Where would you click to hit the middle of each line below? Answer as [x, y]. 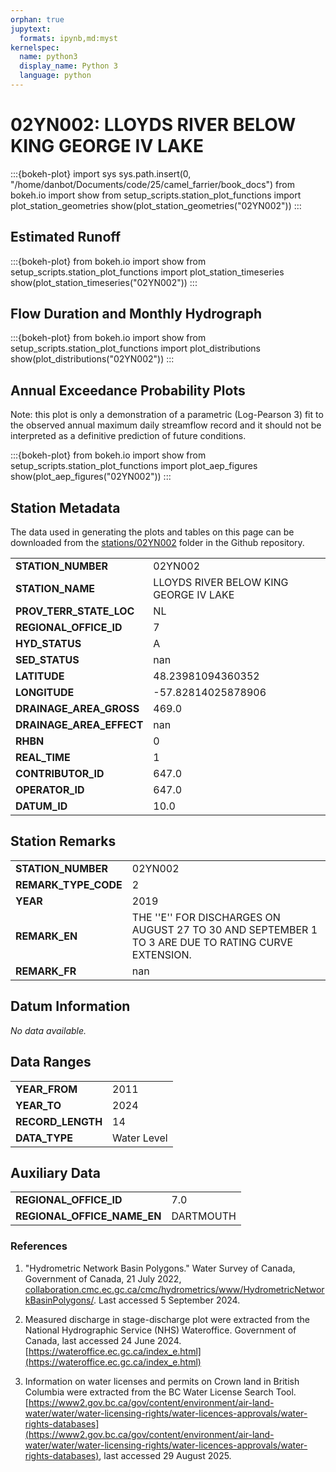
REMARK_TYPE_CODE [69, 884]
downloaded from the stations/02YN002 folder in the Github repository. [157, 543]
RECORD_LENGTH [59, 1121]
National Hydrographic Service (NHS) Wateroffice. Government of [160, 1330]
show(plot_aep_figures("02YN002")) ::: [91, 477]
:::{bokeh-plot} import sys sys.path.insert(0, [101, 173]
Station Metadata [65, 507]
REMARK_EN [46, 936]
